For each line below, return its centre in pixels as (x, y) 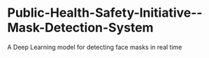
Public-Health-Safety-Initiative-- (105, 13)
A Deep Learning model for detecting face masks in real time (95, 47)
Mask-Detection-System (80, 28)
